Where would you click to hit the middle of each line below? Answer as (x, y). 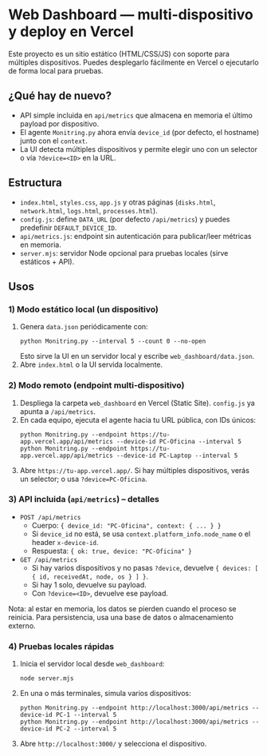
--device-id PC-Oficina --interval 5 (179, 441)
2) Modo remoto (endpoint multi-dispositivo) (96, 385)
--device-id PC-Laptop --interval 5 (177, 456)
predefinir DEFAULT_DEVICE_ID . (68, 227)
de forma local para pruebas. (56, 70)
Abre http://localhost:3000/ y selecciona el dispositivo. (113, 744)
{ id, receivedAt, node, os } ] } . (90, 576)
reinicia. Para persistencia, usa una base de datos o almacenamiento (121, 617)
